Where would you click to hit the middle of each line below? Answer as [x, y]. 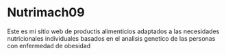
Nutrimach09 [46, 13]
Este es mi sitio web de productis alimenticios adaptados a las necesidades [113, 31]
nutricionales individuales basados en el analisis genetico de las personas [111, 38]
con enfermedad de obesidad [49, 45]
